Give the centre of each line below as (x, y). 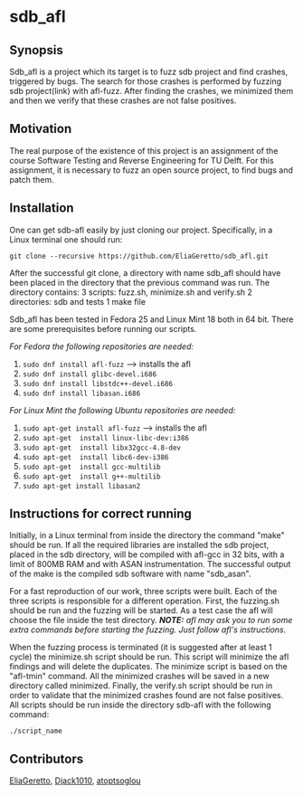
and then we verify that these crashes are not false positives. (123, 100)
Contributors (47, 758)
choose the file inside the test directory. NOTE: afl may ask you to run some (151, 620)
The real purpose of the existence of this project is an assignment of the (144, 150)
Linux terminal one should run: (66, 239)
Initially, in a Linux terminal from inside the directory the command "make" (147, 535)
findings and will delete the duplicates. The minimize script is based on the (148, 667)
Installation (42, 208)
